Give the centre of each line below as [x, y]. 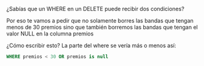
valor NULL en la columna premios [50, 34]
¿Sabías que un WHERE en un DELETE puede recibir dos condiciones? [95, 9]
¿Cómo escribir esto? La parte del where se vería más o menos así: [91, 46]
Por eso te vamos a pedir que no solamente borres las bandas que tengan [100, 20]
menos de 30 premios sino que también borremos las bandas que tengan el [102, 27]
